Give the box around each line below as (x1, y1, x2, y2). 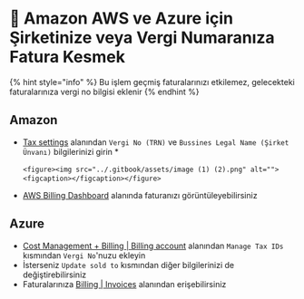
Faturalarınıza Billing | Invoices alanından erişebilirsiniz (22, 278, 227, 289)
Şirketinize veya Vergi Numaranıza (9, 27, 275, 48)
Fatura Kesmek (9, 47, 125, 67)
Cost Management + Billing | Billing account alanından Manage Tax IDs (22, 240, 284, 251)
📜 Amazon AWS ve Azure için (9, 8, 234, 29)
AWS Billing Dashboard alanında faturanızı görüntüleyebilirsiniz (22, 189, 258, 200)
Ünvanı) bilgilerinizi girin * (22, 146, 120, 157)
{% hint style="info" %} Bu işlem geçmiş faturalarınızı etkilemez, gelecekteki (9, 76, 295, 87)
